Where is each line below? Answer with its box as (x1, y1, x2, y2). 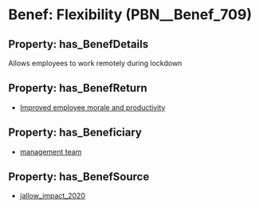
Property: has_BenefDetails (8, 37, 149, 51)
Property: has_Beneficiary (8, 126, 142, 139)
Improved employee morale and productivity (19, 102, 166, 112)
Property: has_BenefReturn (8, 81, 147, 95)
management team (19, 147, 82, 156)
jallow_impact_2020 (19, 191, 86, 201)
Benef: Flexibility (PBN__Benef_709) (8, 6, 253, 24)
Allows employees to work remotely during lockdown (8, 58, 182, 68)
